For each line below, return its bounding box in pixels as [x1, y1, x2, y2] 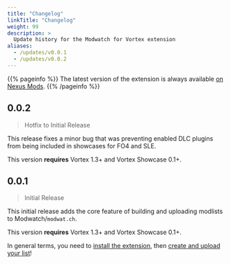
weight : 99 [7, 23, 39, 30]
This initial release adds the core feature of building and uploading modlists [7, 207, 223, 216]
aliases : [7, 42, 33, 49]
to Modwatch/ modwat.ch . [7, 215, 77, 223]
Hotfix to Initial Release [24, 121, 90, 129]
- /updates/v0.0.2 [13, 56, 67, 63]
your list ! [7, 249, 33, 258]
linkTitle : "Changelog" [7, 17, 77, 24]
